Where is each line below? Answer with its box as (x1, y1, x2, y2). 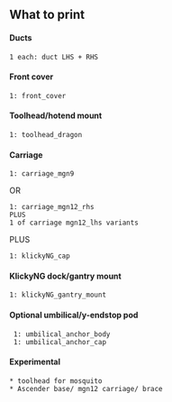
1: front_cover (9, 91, 67, 100)
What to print (9, 7, 86, 23)
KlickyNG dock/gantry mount (9, 270, 122, 281)
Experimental (9, 356, 61, 368)
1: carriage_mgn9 (9, 169, 75, 178)
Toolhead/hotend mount (9, 110, 103, 121)
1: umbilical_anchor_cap (13, 337, 106, 346)
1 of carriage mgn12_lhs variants (9, 218, 140, 228)
